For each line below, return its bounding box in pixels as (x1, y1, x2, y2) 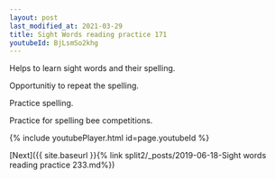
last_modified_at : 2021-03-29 (9, 22, 124, 31)
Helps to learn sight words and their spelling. (9, 63, 176, 74)
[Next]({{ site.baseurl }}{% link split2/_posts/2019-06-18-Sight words (9, 150, 267, 161)
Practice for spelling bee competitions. (9, 115, 153, 126)
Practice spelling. (9, 98, 74, 109)
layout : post (9, 13, 59, 22)
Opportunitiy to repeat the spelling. (9, 80, 140, 91)
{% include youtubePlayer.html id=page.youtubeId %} (9, 132, 210, 144)
